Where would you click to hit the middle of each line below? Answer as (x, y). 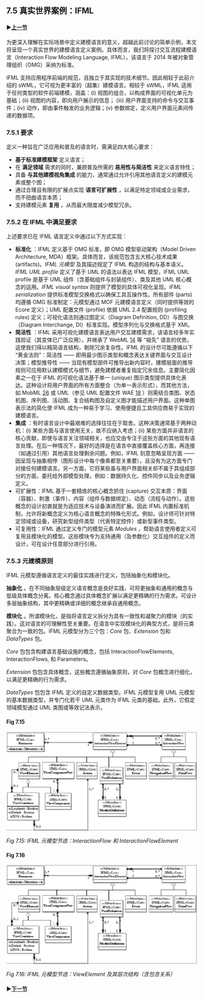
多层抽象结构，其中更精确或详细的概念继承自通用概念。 (75, 603)
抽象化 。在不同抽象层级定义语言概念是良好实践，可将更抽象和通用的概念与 (100, 588)
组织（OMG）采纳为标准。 (44, 65)
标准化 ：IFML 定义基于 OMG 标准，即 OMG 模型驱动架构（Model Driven (105, 249)
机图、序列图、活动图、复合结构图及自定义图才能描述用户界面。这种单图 (105, 400)
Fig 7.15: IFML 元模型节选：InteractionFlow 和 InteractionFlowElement (92, 841)
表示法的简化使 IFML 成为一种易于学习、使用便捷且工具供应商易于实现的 (105, 408)
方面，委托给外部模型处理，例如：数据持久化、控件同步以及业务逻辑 (110, 476)
